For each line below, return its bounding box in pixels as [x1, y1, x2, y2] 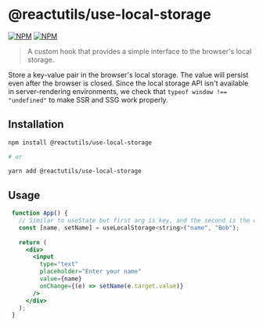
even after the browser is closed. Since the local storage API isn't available [8, 78, 249, 88]
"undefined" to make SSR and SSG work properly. [8, 95, 168, 104]
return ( [18, 238, 47, 246]
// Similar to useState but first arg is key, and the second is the [18, 217, 250, 225]
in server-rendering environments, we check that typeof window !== [8, 86, 228, 96]
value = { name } [39, 275, 82, 283]
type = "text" [39, 260, 79, 268]
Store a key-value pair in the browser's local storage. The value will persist [8, 70, 249, 79]
